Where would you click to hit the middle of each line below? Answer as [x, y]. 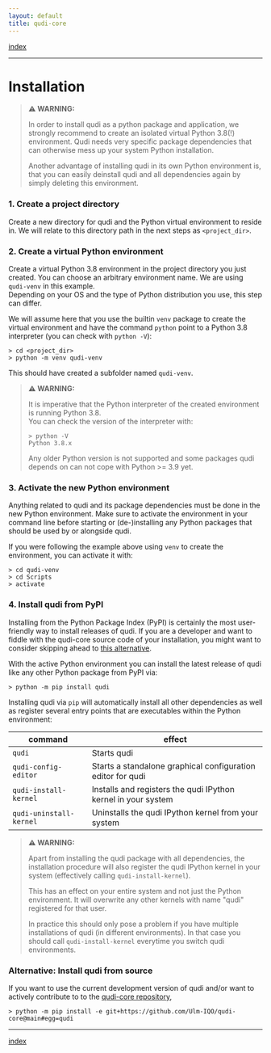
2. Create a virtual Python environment [86, 251]
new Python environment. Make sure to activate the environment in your [128, 514]
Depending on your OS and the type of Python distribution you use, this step [135, 295]
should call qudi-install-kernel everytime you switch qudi [126, 941]
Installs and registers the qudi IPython [163, 789]
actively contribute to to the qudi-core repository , [90, 996]
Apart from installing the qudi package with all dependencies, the [136, 858]
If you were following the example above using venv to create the [116, 547]
